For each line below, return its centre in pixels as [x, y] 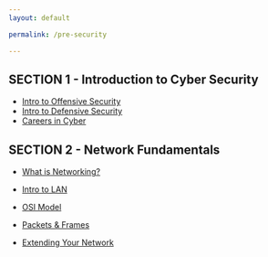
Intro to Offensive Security [71, 102]
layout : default [39, 18]
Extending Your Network [68, 242]
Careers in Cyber [54, 121]
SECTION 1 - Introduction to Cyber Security [134, 79]
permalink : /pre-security [57, 34]
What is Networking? [61, 172]
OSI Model [41, 208]
